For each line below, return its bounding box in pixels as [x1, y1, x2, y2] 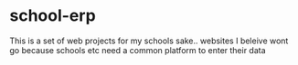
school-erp [9, 5, 96, 26]
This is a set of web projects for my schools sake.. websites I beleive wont [9, 35, 289, 46]
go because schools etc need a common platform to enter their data [9, 44, 267, 55]
